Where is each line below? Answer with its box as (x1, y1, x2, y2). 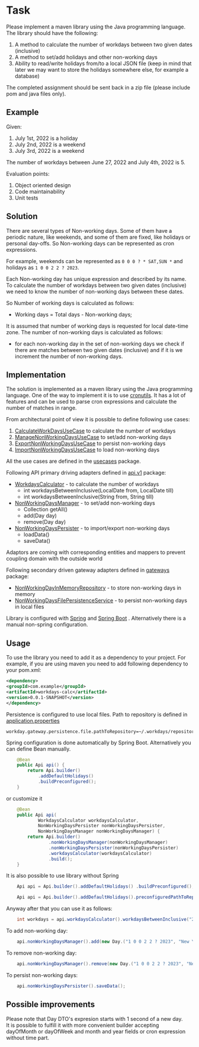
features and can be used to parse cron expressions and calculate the (6, 398, 177, 405)
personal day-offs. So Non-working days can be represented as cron (6, 239, 175, 246)
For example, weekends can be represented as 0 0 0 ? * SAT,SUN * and (6, 257, 183, 264)
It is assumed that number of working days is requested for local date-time (6, 322, 188, 329)
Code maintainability (14, 188, 65, 195)
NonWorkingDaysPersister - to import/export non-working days (14, 525, 170, 532)
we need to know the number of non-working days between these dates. (6, 288, 184, 295)
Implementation (6, 370, 66, 380)
